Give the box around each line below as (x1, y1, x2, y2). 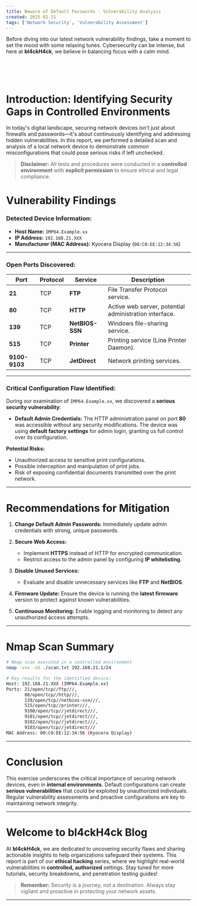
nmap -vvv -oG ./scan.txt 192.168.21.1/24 (6, 665, 111, 671)
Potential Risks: (6, 445, 45, 452)
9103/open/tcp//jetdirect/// (24, 724, 96, 731)
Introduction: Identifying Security (6, 92, 173, 106)
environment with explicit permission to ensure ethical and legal (20, 167, 179, 174)
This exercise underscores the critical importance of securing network (6, 775, 176, 782)
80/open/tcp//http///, (24, 692, 80, 698)
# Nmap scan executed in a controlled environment (6, 660, 133, 665)
